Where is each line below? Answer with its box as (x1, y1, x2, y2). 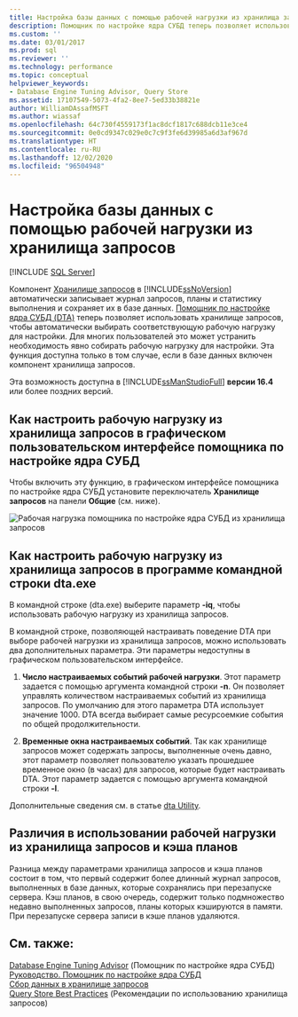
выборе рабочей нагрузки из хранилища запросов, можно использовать (9, 635, 286, 646)
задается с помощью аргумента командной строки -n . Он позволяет (21, 681, 286, 691)
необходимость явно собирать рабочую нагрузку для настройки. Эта (9, 341, 275, 351)
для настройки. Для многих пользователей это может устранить (9, 331, 256, 342)
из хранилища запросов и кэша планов (9, 840, 239, 855)
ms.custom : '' (9, 29, 62, 38)
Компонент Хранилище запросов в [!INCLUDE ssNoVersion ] (9, 284, 232, 295)
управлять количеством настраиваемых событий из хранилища (21, 690, 266, 701)
